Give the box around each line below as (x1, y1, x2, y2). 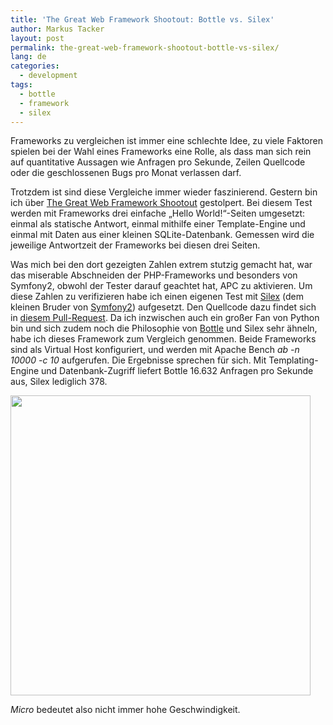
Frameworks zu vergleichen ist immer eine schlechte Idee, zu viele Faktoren (10, 135, 323, 147)
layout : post (10, 33, 65, 43)
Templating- (268, 354, 319, 366)
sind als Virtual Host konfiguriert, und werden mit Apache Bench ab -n (10, 344, 300, 356)
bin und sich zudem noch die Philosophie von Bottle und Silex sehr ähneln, (10, 322, 318, 335)
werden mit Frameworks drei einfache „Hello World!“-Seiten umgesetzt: (10, 207, 306, 220)
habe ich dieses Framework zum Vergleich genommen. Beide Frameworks (10, 333, 317, 345)
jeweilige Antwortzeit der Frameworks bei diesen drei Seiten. (10, 239, 261, 251)
